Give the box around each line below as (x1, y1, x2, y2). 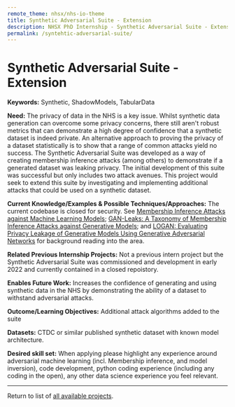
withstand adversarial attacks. (7, 294, 94, 302)
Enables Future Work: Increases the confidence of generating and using (7, 279, 217, 287)
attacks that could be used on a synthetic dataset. (7, 186, 152, 195)
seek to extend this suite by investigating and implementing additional (7, 179, 208, 187)
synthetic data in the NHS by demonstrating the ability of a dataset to (7, 287, 206, 295)
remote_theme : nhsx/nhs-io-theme (7, 10, 105, 18)
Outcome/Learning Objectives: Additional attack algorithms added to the (7, 308, 220, 316)
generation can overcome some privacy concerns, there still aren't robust (7, 119, 219, 127)
